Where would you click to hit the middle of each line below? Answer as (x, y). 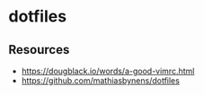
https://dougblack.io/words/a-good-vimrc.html (108, 71)
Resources (39, 50)
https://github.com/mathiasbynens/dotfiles (101, 81)
